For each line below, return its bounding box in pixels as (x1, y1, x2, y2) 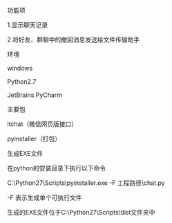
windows (7, 64, 33, 72)
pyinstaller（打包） (7, 134, 61, 143)
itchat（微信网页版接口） (7, 120, 78, 128)
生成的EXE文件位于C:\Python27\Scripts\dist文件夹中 (7, 208, 155, 216)
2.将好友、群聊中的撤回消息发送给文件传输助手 (7, 35, 140, 44)
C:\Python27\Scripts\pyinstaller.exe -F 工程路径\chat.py (7, 179, 165, 187)
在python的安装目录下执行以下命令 (7, 164, 106, 172)
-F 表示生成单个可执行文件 (7, 193, 82, 202)
